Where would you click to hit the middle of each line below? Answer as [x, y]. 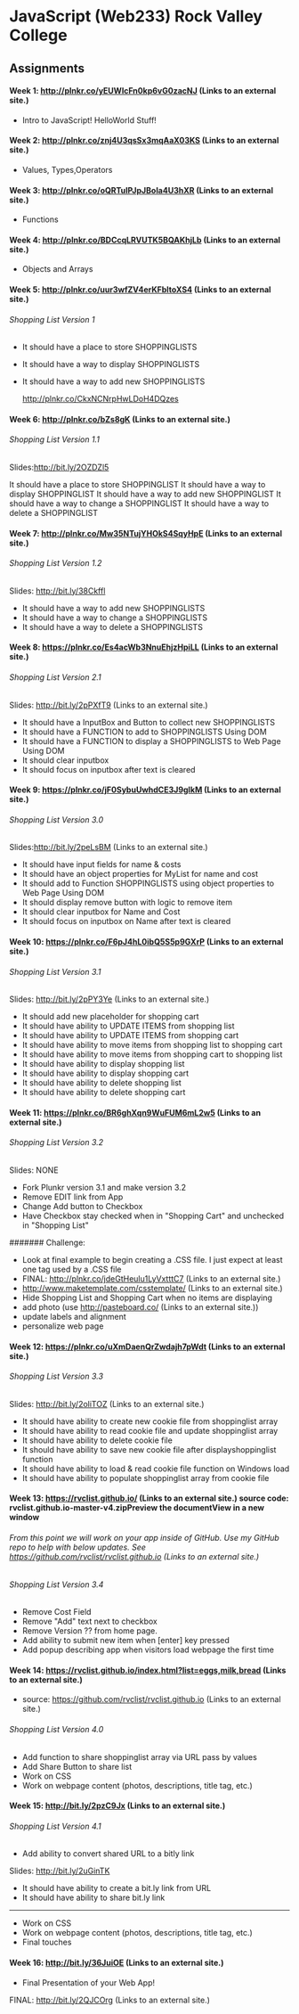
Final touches [47, 1942]
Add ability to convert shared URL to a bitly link [108, 1854]
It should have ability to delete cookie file [97, 1440]
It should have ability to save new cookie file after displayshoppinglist [149, 1449]
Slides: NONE [34, 1170]
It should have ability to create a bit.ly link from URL [117, 1888]
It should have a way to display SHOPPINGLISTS [111, 364]
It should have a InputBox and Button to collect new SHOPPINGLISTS [149, 722]
